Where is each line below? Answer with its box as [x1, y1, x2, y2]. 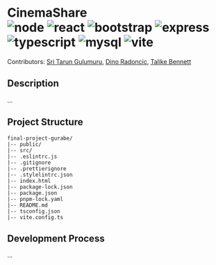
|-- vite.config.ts [7, 214, 64, 220]
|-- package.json [7, 189, 58, 196]
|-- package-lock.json [7, 183, 73, 191]
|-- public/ [7, 140, 42, 147]
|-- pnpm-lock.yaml [7, 195, 64, 202]
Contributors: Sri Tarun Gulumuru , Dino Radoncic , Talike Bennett [7, 57, 192, 65]
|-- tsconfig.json [7, 207, 60, 215]
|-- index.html [7, 177, 51, 184]
